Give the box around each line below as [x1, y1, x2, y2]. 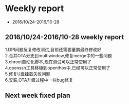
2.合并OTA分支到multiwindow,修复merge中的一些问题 [5, 52, 112, 58]
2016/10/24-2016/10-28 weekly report [5, 33, 124, 41]
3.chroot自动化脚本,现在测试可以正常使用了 [5, 59, 92, 65]
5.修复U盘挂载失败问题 [5, 71, 51, 77]
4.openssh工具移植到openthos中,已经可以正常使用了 [5, 65, 111, 70]
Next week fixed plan [5, 91, 71, 100]
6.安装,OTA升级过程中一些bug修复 [5, 77, 74, 83]
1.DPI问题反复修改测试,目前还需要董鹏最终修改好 [5, 47, 102, 52]
